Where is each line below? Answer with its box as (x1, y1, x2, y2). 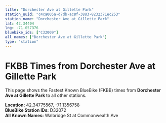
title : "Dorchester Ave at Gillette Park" (5, 7, 94, 12)
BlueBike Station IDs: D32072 (5, 107, 67, 113)
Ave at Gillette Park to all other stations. (5, 92, 86, 98)
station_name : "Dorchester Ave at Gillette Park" (5, 16, 110, 21)
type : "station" (5, 39, 39, 44)
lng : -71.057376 (5, 26, 39, 31)
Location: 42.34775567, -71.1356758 (5, 102, 80, 108)
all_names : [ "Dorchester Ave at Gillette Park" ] (5, 35, 107, 40)
